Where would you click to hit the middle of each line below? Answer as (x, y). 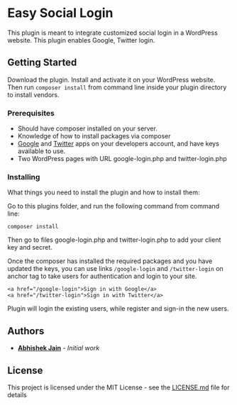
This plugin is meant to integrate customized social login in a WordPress (112, 33)
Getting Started (42, 63)
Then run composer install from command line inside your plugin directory (117, 87)
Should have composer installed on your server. (87, 128)
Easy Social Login (60, 13)
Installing (24, 177)
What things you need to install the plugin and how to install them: (104, 192)
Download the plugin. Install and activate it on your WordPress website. (111, 79)
